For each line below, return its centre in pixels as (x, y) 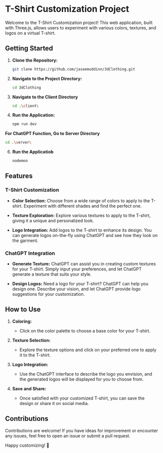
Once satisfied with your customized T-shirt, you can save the (82, 398)
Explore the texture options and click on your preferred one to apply (88, 350)
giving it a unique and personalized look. (53, 220)
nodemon (20, 161)
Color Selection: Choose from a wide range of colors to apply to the (81, 201)
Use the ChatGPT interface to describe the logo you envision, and (86, 374)
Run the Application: (34, 115)
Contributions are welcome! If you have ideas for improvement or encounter (81, 430)
